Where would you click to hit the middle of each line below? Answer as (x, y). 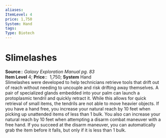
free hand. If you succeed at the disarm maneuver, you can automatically (80, 124)
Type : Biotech (20, 33)
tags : (11, 28)
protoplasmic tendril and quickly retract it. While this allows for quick (76, 98)
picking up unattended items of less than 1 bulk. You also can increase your (83, 114)
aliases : (14, 10)
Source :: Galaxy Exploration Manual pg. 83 (50, 71)
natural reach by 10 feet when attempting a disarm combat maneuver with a (83, 119)
